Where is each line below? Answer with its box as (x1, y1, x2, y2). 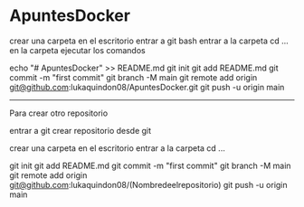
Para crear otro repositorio (9, 108, 109, 118)
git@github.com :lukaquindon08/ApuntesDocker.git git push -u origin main (9, 81, 285, 92)
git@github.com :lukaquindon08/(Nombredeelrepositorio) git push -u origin (9, 179, 288, 190)
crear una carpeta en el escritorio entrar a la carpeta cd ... (9, 142, 226, 154)
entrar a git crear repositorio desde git (9, 125, 152, 136)
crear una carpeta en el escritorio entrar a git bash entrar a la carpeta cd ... (9, 35, 290, 46)
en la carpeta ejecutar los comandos (9, 44, 147, 55)
